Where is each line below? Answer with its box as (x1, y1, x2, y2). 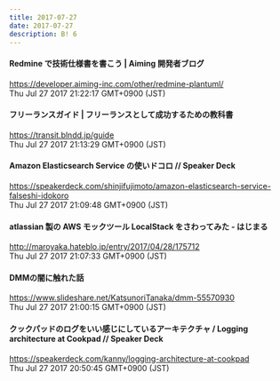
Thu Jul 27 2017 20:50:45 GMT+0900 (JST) (9, 362, 170, 373)
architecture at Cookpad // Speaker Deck (9, 333, 164, 344)
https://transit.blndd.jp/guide (9, 130, 115, 140)
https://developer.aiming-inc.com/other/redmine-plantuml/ (9, 78, 224, 89)
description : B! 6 (9, 29, 77, 38)
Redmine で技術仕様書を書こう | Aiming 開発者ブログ (9, 58, 204, 68)
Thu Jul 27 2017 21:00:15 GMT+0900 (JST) (9, 302, 166, 313)
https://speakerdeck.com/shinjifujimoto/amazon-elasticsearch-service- (9, 180, 271, 191)
